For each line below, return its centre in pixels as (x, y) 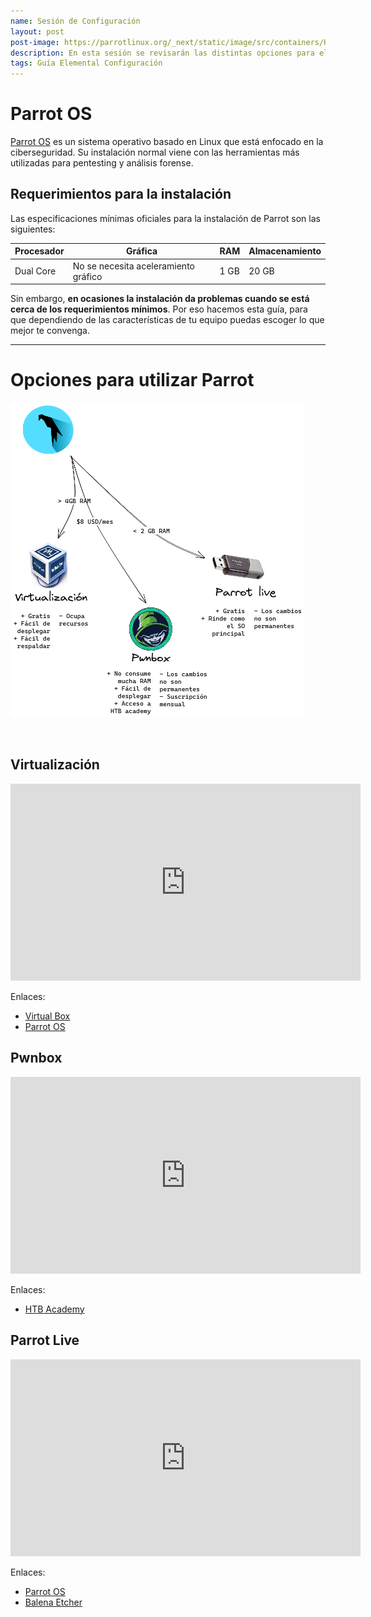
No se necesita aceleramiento (133, 266)
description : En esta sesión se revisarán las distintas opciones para (162, 53)
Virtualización (55, 765)
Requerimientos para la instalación (121, 194)
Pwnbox (36, 1058)
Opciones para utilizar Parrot (132, 380)
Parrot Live (45, 1340)
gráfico (87, 276)
